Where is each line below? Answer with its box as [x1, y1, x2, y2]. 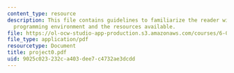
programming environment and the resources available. [13, 23, 176, 30]
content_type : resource [7, 10, 77, 17]
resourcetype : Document [7, 42, 77, 49]
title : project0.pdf [7, 49, 68, 56]
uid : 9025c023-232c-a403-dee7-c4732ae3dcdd [7, 56, 136, 63]
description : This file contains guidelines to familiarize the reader [7, 17, 219, 24]
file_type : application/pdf [7, 36, 89, 43]
